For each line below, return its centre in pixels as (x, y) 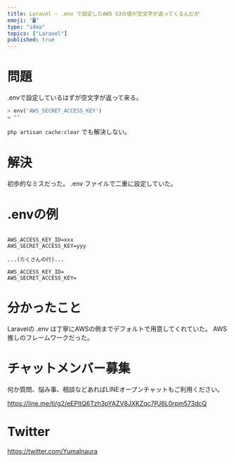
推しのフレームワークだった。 (50, 337)
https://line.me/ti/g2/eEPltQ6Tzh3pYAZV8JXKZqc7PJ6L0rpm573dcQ (107, 403)
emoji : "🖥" (24, 20)
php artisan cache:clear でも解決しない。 (69, 131)
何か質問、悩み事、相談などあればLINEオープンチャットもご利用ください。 (115, 389)
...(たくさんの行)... (36, 259)
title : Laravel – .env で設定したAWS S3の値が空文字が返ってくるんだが (104, 14)
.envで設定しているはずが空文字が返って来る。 (75, 98)
